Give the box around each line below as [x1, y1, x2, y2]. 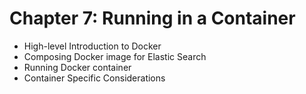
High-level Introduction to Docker [23, 40, 162, 52]
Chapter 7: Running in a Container [9, 7, 296, 30]
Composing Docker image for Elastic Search [23, 50, 207, 62]
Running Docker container [23, 61, 132, 73]
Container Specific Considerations [23, 72, 166, 84]
